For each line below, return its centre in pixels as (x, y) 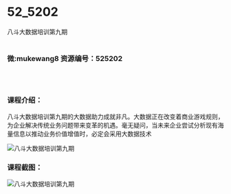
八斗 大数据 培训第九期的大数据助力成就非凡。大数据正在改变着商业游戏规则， (115, 117)
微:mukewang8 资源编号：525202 (65, 58)
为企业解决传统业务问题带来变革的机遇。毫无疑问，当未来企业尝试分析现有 (112, 125)
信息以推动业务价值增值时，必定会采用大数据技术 (82, 134)
